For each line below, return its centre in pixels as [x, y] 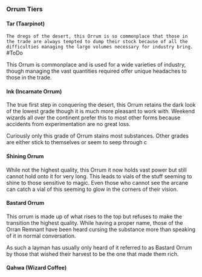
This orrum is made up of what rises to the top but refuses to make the [94, 216]
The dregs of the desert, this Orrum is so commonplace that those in [97, 36]
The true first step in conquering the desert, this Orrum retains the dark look [101, 105]
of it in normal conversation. [41, 236]
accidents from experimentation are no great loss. [69, 124]
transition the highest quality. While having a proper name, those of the [95, 222]
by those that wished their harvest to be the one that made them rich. [93, 254]
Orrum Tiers [24, 9]
